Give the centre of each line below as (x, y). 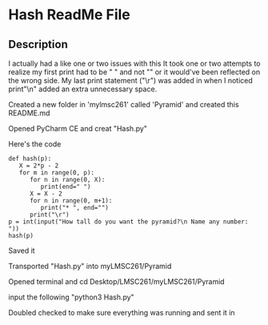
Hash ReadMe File (69, 15)
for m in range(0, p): (56, 173)
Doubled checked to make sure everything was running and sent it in (122, 313)
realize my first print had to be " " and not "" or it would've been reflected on (134, 72)
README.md (29, 113)
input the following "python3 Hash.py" (71, 297)
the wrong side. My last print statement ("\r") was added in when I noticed (131, 80)
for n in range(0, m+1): (71, 201)
